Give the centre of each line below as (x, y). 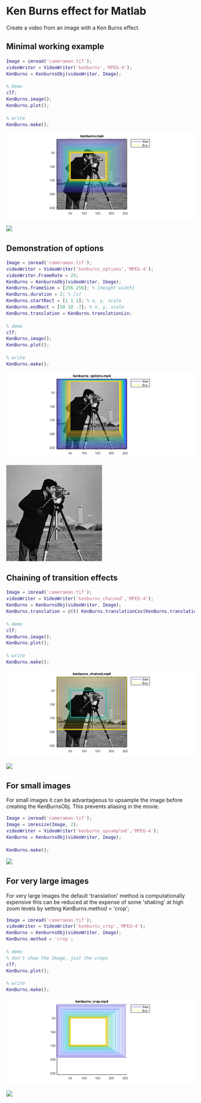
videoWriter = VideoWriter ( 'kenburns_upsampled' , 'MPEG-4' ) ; (83, 831)
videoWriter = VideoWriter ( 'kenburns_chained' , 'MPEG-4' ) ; (80, 599)
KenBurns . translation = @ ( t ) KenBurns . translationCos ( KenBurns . (88, 612)
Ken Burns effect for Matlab (76, 11)
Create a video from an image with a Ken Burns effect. (73, 28)
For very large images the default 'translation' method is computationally (96, 895)
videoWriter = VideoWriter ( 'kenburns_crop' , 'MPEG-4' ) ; (76, 926)
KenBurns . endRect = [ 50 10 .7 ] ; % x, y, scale (65, 307)
